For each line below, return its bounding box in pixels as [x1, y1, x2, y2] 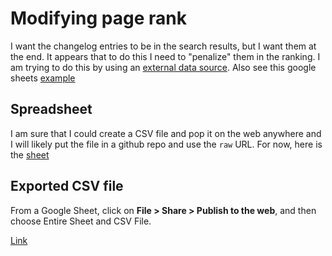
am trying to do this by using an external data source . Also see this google [10, 61, 317, 73]
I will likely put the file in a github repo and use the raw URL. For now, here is [10, 138, 323, 150]
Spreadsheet [10, 101, 93, 118]
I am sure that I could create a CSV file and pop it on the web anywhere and [10, 127, 322, 139]
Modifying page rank [10, 7, 187, 30]
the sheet [10, 148, 50, 161]
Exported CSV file [10, 178, 124, 195]
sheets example [10, 72, 76, 84]
